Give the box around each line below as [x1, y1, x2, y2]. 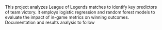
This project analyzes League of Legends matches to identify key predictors [5, 4, 157, 10]
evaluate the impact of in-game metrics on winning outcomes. [5, 15, 130, 20]
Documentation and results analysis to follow [5, 19, 95, 25]
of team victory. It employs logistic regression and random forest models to [5, 9, 155, 15]
